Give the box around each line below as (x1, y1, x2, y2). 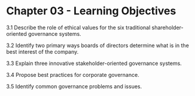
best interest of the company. (6, 48, 79, 55)
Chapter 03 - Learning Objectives (6, 4, 176, 18)
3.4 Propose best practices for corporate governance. (6, 71, 139, 78)
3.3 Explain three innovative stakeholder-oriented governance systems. (6, 60, 182, 67)
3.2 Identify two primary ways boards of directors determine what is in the (6, 42, 190, 49)
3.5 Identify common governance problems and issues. (6, 82, 142, 90)
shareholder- (151, 24, 184, 31)
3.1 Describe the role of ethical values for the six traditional (6, 24, 151, 31)
